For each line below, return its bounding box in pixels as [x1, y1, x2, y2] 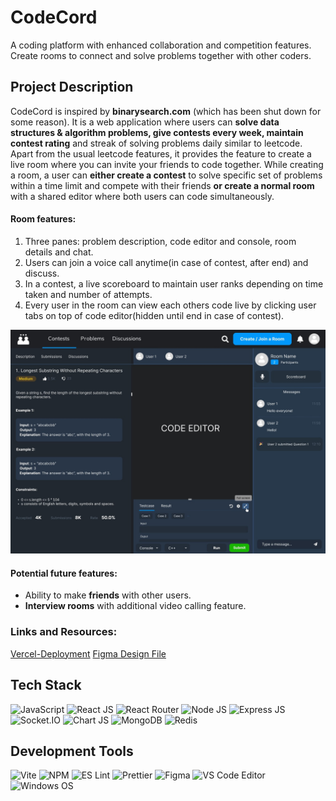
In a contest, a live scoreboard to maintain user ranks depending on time [24, 277, 324, 290]
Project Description [10, 79, 134, 96]
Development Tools [10, 742, 134, 760]
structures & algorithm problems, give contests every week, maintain [10, 126, 304, 138]
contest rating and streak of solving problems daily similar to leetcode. [10, 137, 303, 149]
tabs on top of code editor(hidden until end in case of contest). [24, 309, 285, 321]
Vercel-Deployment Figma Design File [10, 647, 167, 660]
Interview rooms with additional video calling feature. [24, 600, 247, 612]
